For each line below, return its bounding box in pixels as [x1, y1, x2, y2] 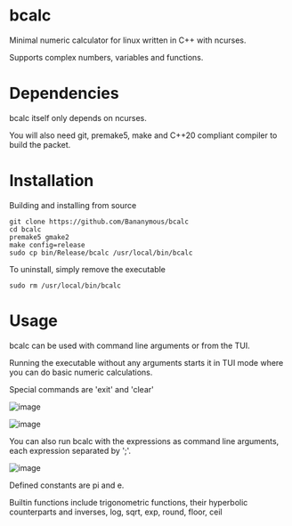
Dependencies [9, 84, 119, 103]
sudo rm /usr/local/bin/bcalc [9, 281, 122, 290]
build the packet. [9, 139, 71, 150]
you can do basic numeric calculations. [9, 367, 153, 377]
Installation [9, 171, 94, 191]
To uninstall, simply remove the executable [9, 263, 166, 274]
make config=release [9, 240, 86, 249]
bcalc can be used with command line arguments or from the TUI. [9, 340, 251, 351]
